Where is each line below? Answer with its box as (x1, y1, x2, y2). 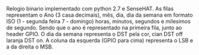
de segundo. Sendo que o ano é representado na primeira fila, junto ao (6, 24, 182, 31)
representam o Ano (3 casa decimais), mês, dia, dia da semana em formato (6, 11, 193, 19)
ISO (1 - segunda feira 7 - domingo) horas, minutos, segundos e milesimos (6, 18, 191, 25)
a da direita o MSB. (6, 43, 54, 50)
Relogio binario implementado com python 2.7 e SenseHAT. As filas (6, 5, 174, 12)
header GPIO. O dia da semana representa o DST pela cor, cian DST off (6, 30, 183, 38)
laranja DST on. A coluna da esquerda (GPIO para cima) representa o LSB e (6, 37, 194, 44)
